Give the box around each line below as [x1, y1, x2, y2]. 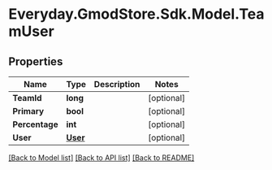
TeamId [12, 93, 42, 103]
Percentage [12, 119, 58, 130]
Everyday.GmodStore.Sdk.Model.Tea [8, 5, 265, 24]
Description [93, 79, 140, 89]
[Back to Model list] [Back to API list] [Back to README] [8, 153, 195, 163]
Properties [8, 54, 63, 68]
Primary [12, 106, 45, 116]
